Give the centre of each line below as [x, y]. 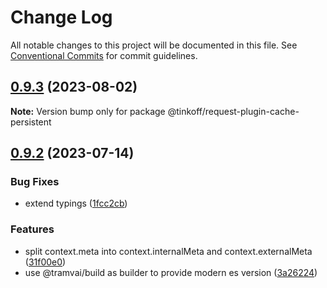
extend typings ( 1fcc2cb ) [76, 203]
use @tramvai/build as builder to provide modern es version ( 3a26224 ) [171, 272]
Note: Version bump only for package [88, 111]
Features [32, 229]
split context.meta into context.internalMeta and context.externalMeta [168, 251]
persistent [31, 122]
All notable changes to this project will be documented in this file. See [154, 45]
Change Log [61, 17]
